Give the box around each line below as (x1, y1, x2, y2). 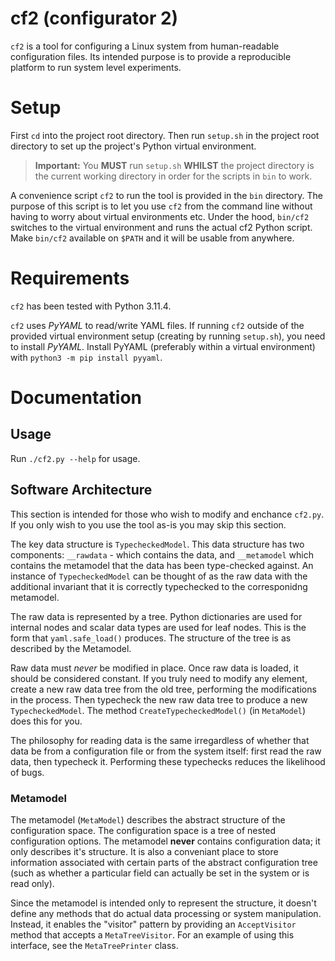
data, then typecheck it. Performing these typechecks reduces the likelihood (10, 755, 326, 767)
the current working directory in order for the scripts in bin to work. (34, 170, 313, 182)
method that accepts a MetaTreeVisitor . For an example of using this (10, 928, 295, 941)
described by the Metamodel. (10, 642, 132, 654)
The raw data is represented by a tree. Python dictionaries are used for (10, 610, 303, 622)
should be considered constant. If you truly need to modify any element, (10, 672, 308, 684)
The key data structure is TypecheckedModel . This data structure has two (10, 538, 305, 550)
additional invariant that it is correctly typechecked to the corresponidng (10, 580, 308, 592)
